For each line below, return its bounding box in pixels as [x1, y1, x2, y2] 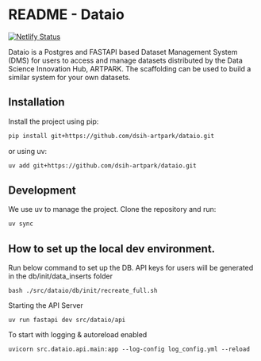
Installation [8, 95, 65, 109]
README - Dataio [8, 6, 125, 24]
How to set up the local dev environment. [8, 242, 216, 255]
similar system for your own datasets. [8, 72, 131, 82]
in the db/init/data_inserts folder [8, 271, 113, 281]
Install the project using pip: [8, 117, 99, 126]
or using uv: [8, 146, 48, 156]
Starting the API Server [8, 301, 83, 310]
